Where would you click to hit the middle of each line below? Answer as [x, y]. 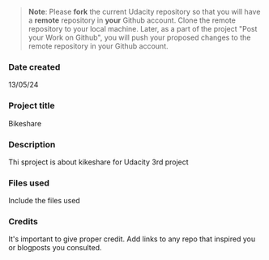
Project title [32, 106]
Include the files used [45, 201]
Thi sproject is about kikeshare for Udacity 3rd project [98, 162]
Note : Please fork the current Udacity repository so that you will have [144, 12]
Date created [34, 66]
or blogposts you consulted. [56, 248]
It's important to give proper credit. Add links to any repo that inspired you [132, 239]
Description [32, 144]
